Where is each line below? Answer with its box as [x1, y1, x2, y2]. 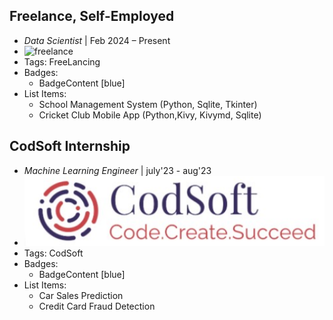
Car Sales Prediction [38, 290, 124, 302]
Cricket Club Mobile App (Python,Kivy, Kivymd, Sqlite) [38, 109, 262, 121]
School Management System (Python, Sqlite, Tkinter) [38, 98, 258, 110]
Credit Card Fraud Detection [38, 300, 156, 313]
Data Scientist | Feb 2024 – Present [23, 34, 171, 46]
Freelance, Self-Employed [9, 8, 175, 25]
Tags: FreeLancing [23, 55, 101, 68]
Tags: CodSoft [23, 247, 84, 259]
